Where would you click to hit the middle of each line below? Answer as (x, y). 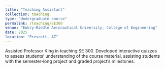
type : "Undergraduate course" (36, 19)
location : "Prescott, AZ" (32, 37)
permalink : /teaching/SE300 (34, 23)
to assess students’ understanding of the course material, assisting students (82, 56)
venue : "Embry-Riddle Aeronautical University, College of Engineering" (81, 28)
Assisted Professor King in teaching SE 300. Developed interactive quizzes (81, 51)
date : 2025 (16, 32)
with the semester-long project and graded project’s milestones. (70, 61)
